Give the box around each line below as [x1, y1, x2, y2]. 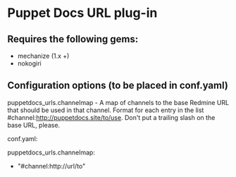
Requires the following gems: [7, 33, 139, 45]
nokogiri [17, 59, 42, 68]
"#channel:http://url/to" [17, 161, 86, 170]
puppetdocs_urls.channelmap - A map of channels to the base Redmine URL [7, 98, 230, 106]
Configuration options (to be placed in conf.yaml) [7, 80, 229, 92]
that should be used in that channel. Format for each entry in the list [7, 106, 204, 114]
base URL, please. [7, 121, 61, 129]
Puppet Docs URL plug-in [7, 5, 158, 21]
